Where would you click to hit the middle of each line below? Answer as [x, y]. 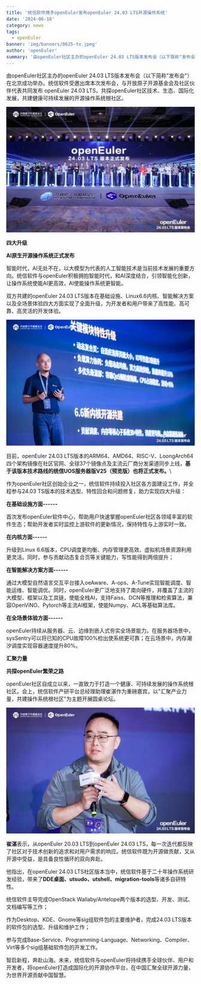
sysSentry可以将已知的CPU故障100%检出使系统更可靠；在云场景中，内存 [97, 638]
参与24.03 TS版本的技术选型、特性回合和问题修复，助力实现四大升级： [99, 491]
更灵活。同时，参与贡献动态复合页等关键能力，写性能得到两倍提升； [90, 557]
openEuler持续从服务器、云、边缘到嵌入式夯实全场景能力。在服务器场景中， [100, 631]
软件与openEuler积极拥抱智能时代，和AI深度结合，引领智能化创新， [110, 276]
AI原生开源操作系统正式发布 [40, 255]
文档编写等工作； [27, 907]
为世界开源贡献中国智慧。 [38, 975]
